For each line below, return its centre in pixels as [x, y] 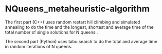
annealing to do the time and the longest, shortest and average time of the [80, 27]
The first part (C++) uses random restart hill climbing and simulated [73, 22]
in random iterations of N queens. [39, 46]
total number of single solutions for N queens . [52, 32]
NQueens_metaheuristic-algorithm [77, 9]
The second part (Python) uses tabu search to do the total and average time [81, 41]
